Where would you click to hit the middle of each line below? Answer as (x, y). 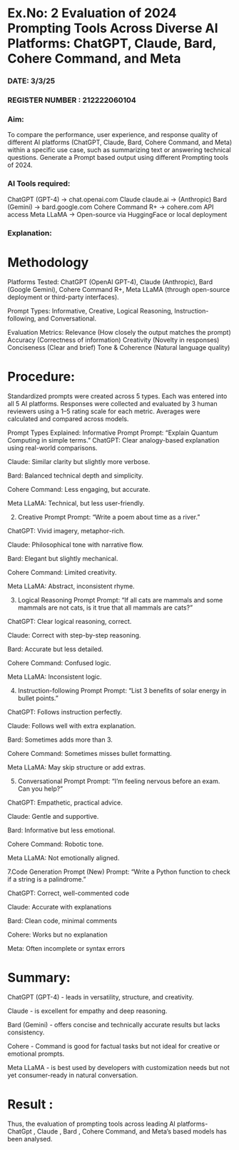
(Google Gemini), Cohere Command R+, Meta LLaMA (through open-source (119, 290)
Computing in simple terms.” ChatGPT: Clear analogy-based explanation (113, 440)
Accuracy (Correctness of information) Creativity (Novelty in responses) (113, 340)
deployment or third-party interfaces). (63, 297)
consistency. (26, 1032)
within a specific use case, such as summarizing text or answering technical (119, 150)
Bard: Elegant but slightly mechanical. (63, 559)
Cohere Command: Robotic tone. (56, 844)
